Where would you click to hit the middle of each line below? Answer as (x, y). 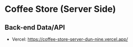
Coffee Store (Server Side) (60, 9)
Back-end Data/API (35, 27)
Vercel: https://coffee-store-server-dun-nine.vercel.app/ (70, 39)
